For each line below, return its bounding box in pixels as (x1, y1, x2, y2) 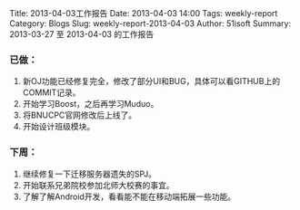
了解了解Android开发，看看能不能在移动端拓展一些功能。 (22, 191, 236, 202)
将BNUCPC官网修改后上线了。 (22, 110, 137, 120)
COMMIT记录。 (22, 87, 81, 98)
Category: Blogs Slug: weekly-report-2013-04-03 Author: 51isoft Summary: (9, 18, 292, 29)
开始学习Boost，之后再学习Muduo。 (22, 99, 159, 110)
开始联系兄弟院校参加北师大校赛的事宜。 (22, 179, 175, 190)
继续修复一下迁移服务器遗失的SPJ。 (22, 168, 157, 179)
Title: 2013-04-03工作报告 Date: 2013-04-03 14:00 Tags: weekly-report (9, 8, 278, 18)
